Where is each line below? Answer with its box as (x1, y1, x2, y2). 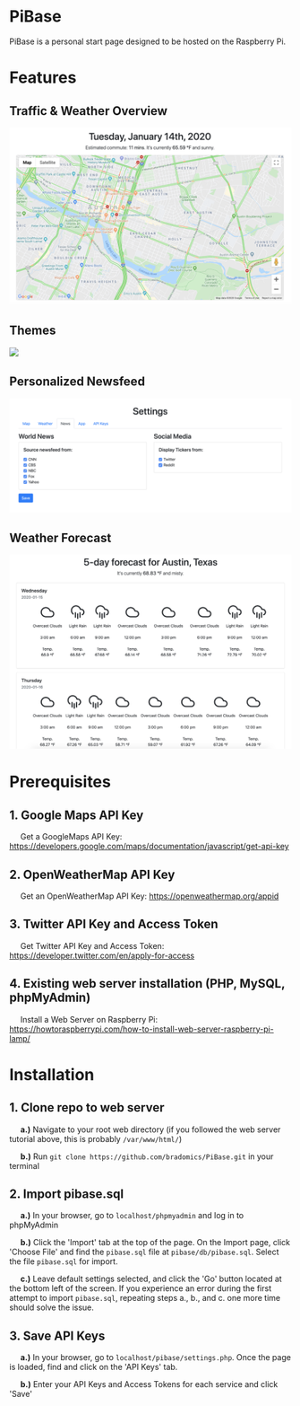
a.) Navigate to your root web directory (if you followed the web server (20, 1124, 281, 1135)
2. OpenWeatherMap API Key (9, 866, 176, 882)
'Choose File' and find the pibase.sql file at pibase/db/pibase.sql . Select (9, 1246, 279, 1258)
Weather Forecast (9, 530, 112, 545)
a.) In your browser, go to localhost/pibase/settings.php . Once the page (20, 1352, 291, 1363)
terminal (9, 1160, 40, 1171)
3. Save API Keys (9, 1328, 106, 1343)
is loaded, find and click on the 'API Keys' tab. (9, 1362, 178, 1373)
